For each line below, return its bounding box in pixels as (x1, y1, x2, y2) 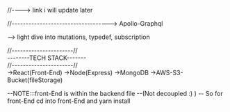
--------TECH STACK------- (7, 54, 87, 62)
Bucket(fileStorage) (7, 76, 63, 84)
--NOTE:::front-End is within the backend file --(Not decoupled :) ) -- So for (7, 90, 224, 97)
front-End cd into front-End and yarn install (7, 97, 131, 105)
